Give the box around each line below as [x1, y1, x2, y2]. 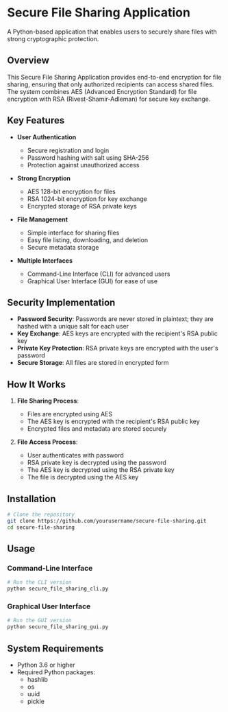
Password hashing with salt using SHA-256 [27, 153, 149, 162]
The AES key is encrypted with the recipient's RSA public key [27, 417, 200, 426]
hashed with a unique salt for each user [16, 322, 129, 331]
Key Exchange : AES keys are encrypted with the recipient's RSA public [16, 329, 218, 337]
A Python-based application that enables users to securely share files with [7, 27, 217, 36]
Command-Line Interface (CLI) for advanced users [27, 270, 170, 278]
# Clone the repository [7, 511, 75, 518]
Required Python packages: [16, 667, 96, 676]
